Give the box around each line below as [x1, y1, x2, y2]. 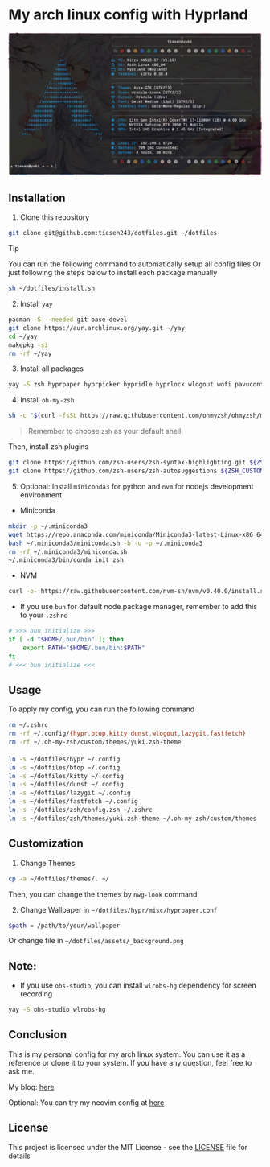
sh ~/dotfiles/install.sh [8, 284, 95, 293]
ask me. [8, 1066, 35, 1076]
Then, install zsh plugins [8, 442, 89, 452]
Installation [8, 191, 66, 204]
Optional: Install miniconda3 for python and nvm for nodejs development [19, 481, 254, 491]
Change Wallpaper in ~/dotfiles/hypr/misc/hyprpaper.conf [19, 905, 218, 914]
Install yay [19, 299, 53, 308]
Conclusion [8, 1028, 67, 1041]
